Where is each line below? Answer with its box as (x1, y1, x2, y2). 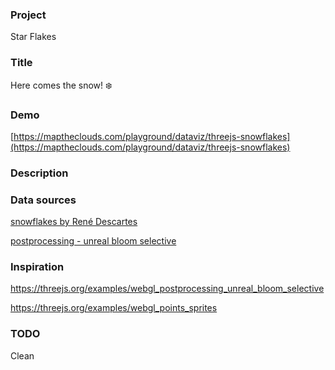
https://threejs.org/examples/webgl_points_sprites (10, 302, 218, 314)
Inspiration (10, 260, 65, 274)
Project (10, 8, 47, 22)
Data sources (10, 193, 77, 207)
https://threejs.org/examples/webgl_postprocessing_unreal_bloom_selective (10, 283, 325, 295)
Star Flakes (10, 31, 57, 43)
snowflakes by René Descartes (10, 216, 138, 228)
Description (10, 166, 69, 180)
